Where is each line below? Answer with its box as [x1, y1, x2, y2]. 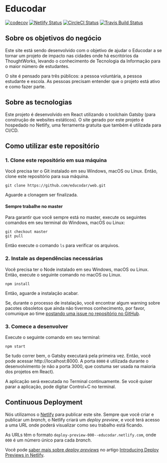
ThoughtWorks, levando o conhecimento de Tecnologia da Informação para [5, 58, 161, 64]
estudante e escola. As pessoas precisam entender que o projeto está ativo [5, 78, 161, 84]
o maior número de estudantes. [5, 63, 70, 69]
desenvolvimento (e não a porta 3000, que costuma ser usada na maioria [5, 363, 156, 369]
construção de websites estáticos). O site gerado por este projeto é [5, 116, 144, 122]
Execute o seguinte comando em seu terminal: [5, 334, 101, 340]
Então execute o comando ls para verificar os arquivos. [5, 242, 120, 248]
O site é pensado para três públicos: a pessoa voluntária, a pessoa [5, 73, 142, 79]
